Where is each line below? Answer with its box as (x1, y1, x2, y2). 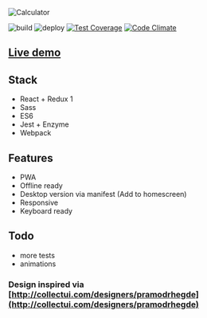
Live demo (8, 46, 61, 60)
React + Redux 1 (19, 94, 73, 104)
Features (8, 151, 53, 165)
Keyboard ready (19, 206, 73, 216)
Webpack (19, 128, 52, 138)
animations (19, 259, 57, 269)
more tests (19, 250, 56, 260)
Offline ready (19, 181, 64, 190)
